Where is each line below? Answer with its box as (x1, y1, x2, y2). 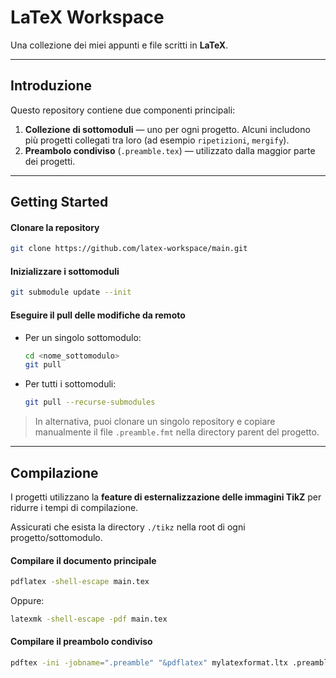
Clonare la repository (10, 221, 100, 233)
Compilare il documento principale (10, 554, 157, 566)
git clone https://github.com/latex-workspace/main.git (10, 244, 248, 254)
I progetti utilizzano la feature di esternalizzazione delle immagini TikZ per (10, 491, 322, 503)
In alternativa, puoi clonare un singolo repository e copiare (34, 416, 276, 428)
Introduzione (10, 77, 93, 95)
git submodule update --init (10, 287, 132, 298)
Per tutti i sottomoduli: (24, 378, 117, 390)
